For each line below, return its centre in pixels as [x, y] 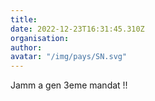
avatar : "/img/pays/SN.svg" [69, 57]
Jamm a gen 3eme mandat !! [69, 85]
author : [26, 47]
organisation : [40, 38]
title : [24, 19]
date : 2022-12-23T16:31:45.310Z [77, 29]
